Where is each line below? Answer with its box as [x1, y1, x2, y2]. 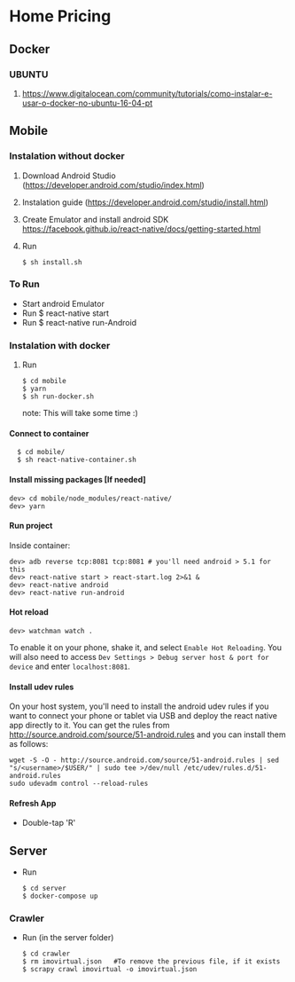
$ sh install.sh [21, 257, 82, 267]
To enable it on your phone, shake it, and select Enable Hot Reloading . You [9, 641, 282, 653]
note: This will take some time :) [21, 408, 139, 419]
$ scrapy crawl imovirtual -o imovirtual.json [21, 965, 198, 974]
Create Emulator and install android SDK [21, 214, 169, 224]
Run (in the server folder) [21, 932, 114, 943]
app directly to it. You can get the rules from [9, 720, 170, 731]
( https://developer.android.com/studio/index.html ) [21, 179, 206, 190]
